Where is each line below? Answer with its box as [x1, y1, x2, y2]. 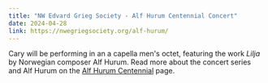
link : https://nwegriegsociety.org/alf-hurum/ [8, 27, 169, 35]
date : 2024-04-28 [8, 19, 67, 27]
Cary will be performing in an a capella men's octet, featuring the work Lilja [8, 49, 261, 59]
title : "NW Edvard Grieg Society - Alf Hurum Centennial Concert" [8, 11, 238, 20]
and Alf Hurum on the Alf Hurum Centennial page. [8, 66, 175, 76]
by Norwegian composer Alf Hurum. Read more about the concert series [8, 57, 252, 67]
